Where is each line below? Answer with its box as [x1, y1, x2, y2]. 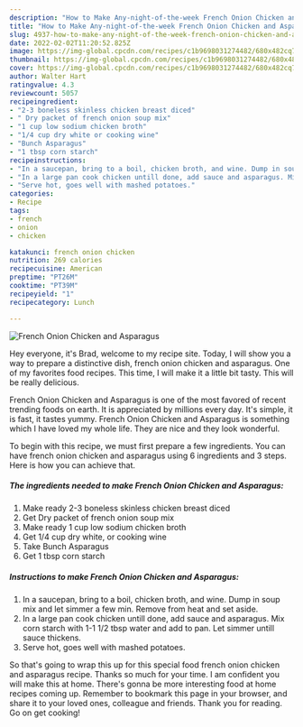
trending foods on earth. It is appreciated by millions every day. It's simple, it [9, 403, 293, 415]
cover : [9, 64, 34, 73]
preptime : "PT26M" [9, 272, 78, 282]
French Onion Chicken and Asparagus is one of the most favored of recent [9, 394, 287, 405]
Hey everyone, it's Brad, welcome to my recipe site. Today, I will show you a [9, 348, 291, 359]
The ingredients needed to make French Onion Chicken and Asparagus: [9, 480, 284, 492]
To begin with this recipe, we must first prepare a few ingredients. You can [9, 440, 286, 451]
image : [9, 47, 34, 56]
